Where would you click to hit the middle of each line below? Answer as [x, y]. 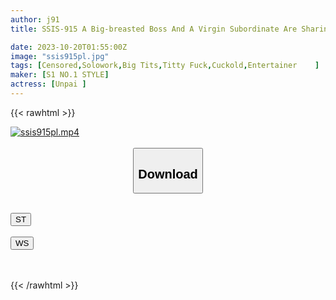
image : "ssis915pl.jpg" [60, 56]
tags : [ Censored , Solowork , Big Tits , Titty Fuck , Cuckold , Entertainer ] [165, 66]
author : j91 [35, 19]
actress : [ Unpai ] [48, 84]
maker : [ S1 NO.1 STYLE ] [60, 75]
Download [168, 173]
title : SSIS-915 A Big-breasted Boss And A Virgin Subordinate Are [154, 29]
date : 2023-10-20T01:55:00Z [69, 47]
